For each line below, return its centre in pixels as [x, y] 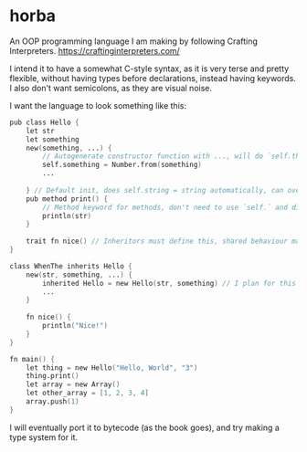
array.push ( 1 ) [53, 402]
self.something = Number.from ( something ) [122, 165]
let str [40, 131]
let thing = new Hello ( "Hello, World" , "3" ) [112, 368]
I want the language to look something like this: [98, 105]
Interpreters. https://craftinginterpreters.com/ [95, 50]
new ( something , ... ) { [69, 148]
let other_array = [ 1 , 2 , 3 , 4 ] [87, 394]
